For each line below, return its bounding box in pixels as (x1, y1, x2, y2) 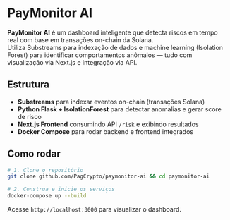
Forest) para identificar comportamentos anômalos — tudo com (7, 51, 193, 59)
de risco (17, 112, 42, 121)
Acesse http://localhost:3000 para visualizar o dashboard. (7, 205, 182, 214)
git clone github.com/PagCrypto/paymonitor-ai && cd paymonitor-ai (7, 173, 210, 181)
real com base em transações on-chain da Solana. (7, 35, 154, 44)
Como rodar (7, 148, 61, 160)
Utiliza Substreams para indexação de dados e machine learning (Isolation (7, 43, 224, 51)
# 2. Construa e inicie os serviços (7, 185, 115, 193)
